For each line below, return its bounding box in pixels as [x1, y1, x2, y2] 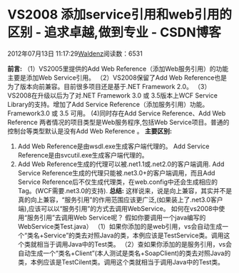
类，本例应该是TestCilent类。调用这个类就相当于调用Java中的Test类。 [17, 257, 225, 266]
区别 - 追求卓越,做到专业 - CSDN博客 [7, 24, 221, 41]
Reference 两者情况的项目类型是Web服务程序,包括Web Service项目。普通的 [7, 118, 230, 126]
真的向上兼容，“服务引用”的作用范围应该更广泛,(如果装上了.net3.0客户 [17, 195, 223, 204]
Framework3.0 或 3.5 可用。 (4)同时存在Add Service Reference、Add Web [7, 108, 226, 118]
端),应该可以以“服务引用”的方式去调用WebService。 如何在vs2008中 [17, 204, 219, 212]
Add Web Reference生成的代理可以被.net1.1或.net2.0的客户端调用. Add [17, 160, 225, 168]
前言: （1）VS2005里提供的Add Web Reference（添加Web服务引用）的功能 [7, 64, 229, 73]
